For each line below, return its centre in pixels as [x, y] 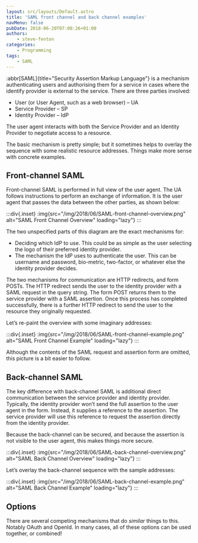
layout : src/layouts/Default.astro [50, 12]
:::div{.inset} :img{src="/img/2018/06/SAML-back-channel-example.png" [95, 482]
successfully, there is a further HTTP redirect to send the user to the [90, 305]
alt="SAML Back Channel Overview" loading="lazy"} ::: [74, 459]
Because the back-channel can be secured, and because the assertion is [95, 434]
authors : [17, 34]
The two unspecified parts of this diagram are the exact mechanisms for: [95, 231]
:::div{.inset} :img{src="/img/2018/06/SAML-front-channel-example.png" [95, 334]
